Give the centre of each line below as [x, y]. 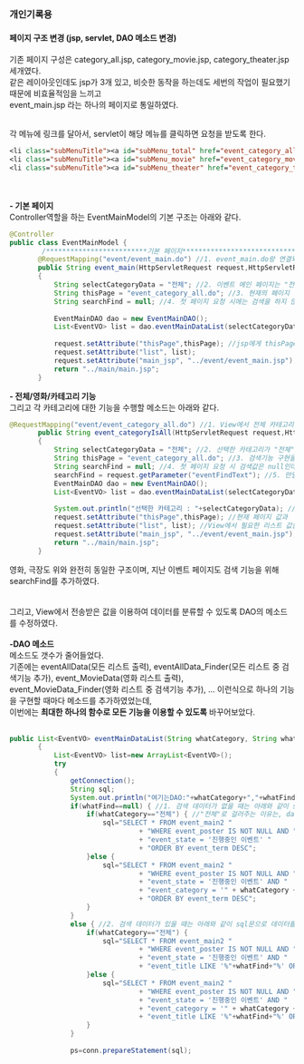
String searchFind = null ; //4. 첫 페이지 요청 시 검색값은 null [169, 466]
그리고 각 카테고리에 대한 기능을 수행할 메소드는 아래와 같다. [114, 407]
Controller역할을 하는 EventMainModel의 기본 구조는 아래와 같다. [125, 217]
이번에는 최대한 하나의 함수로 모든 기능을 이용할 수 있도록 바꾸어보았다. [133, 712]
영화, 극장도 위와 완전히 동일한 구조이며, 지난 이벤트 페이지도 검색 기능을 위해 [144, 570]
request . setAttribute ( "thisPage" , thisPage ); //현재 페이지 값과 [171, 517]
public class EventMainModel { [68, 242]
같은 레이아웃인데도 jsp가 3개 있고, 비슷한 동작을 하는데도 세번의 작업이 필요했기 [150, 83]
